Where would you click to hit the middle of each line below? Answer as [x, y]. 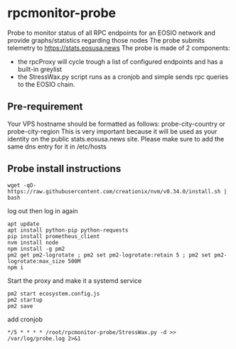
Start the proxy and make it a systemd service [75, 280]
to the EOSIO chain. [46, 84]
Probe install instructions [64, 169]
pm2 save [20, 306]
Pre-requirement [45, 107]
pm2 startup [25, 300]
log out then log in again [43, 210]
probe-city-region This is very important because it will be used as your [112, 131]
